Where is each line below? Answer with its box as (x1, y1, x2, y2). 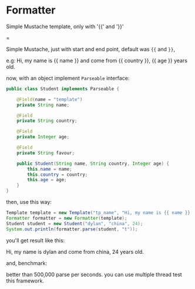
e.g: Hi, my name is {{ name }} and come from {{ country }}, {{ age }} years (6, 57, 188, 64)
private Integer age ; (16, 134, 69, 140)
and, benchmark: (6, 259, 48, 267)
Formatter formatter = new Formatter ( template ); (6, 215, 127, 221)
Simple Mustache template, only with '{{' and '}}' (6, 23, 124, 30)
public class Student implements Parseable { (6, 86, 119, 91)
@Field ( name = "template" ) (16, 96, 83, 103)
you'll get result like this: (6, 237, 65, 244)
